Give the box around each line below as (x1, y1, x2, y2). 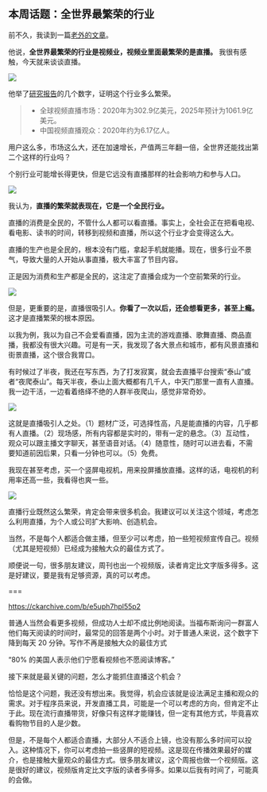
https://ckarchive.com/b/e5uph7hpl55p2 (8, 601, 141, 611)
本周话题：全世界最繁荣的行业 (8, 7, 155, 21)
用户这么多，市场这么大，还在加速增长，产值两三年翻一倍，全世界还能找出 (8, 142, 252, 152)
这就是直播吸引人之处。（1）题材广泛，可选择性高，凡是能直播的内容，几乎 (8, 418, 252, 427)
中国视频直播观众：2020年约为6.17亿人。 (39, 126, 174, 135)
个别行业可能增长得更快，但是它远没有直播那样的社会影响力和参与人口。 (8, 169, 245, 179)
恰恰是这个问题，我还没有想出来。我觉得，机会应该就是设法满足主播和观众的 (8, 688, 259, 697)
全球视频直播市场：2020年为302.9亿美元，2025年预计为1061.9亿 (39, 106, 253, 115)
